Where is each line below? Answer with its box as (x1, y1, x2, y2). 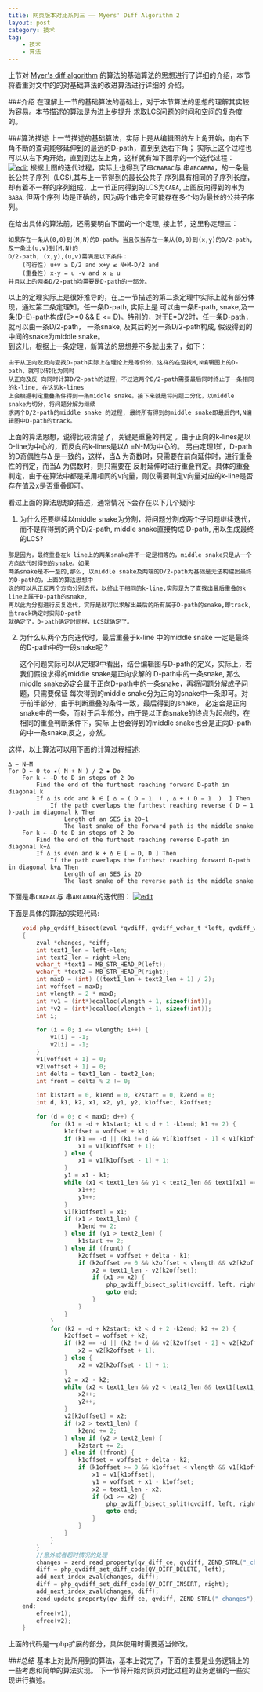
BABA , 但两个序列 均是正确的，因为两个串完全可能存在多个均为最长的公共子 (8, 192, 248, 201)
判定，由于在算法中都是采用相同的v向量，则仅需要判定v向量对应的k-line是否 (8, 471, 254, 480)
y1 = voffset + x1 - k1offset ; (92, 1478, 194, 1485)
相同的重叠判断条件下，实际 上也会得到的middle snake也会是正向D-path (19, 718, 252, 727)
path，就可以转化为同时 (8, 367, 75, 375)
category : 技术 (8, 26, 56, 34)
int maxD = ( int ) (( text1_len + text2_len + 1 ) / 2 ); (36, 976, 215, 983)
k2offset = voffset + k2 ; (63, 1332, 149, 1340)
